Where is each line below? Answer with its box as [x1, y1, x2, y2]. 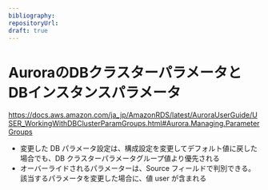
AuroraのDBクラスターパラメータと [8, 63, 242, 81]
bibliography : [8, 11, 56, 20]
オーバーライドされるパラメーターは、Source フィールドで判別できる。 [19, 164, 256, 173]
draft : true [8, 26, 48, 34]
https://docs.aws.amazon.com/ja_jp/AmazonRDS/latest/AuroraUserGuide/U [8, 110, 258, 120]
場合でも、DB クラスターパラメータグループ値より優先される [19, 153, 220, 164]
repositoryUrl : [8, 19, 59, 27]
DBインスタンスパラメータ [8, 83, 182, 101]
